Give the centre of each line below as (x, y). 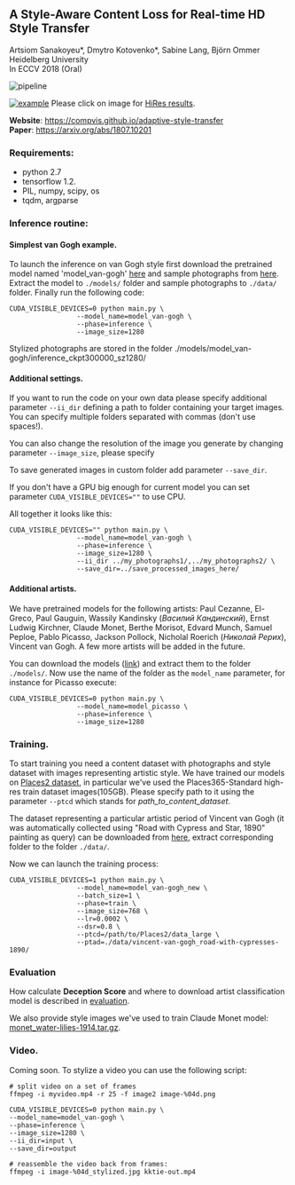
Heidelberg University (49, 59)
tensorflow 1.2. (49, 182)
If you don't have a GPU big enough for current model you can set (129, 487)
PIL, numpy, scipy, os (61, 191)
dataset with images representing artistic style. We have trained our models (147, 772)
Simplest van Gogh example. (63, 244)
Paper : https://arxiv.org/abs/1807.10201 (81, 130)
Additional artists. (43, 589)
